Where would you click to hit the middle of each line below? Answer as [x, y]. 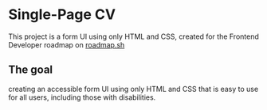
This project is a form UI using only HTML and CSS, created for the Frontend [133, 36]
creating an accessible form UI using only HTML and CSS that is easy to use [133, 89]
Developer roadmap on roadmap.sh [67, 44]
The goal [31, 70]
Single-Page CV [62, 15]
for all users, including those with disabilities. [82, 97]
